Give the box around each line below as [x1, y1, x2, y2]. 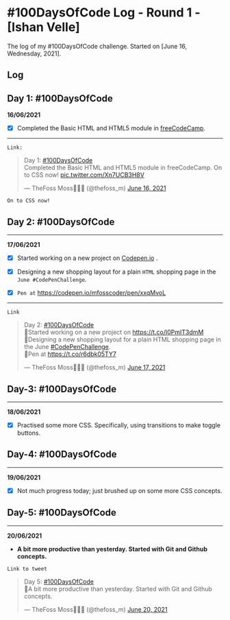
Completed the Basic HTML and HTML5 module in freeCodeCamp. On [23, 163, 222, 172]
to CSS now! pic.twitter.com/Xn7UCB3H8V [23, 171, 145, 179]
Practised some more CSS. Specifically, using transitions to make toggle [16, 421, 221, 429]
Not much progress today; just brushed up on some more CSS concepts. [16, 486, 222, 494]
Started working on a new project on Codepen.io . [16, 254, 158, 262]
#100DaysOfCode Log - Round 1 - [7, 5, 201, 21]
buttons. [16, 429, 41, 437]
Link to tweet [7, 565, 48, 572]
